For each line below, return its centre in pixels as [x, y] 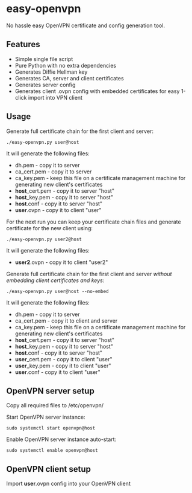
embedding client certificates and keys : [55, 280]
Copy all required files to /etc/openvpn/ [55, 405]
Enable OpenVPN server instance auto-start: [61, 439]
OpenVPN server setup [50, 391]
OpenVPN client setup [49, 469]
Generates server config [45, 85]
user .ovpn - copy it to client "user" [58, 210]
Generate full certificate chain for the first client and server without [89, 274]
